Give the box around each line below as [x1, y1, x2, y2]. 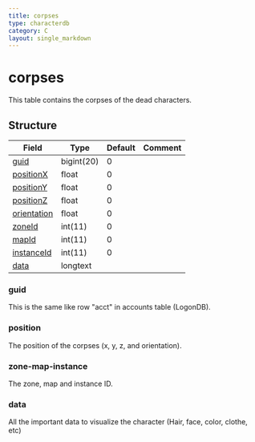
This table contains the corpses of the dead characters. [8, 95, 192, 105]
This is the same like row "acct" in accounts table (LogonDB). [8, 302, 211, 312]
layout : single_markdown [8, 34, 91, 43]
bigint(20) [60, 156, 99, 167]
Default [107, 142, 136, 153]
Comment [143, 142, 182, 153]
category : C [8, 26, 48, 34]
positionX [12, 169, 48, 180]
